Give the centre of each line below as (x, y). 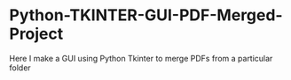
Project (36, 34)
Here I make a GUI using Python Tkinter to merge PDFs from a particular (141, 58)
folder (20, 68)
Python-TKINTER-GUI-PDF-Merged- (146, 15)
